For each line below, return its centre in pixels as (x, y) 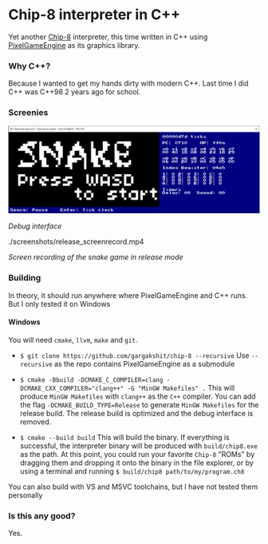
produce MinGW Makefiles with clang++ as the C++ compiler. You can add (138, 396)
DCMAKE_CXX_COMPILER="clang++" (72, 388)
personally (26, 495)
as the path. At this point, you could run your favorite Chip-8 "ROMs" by (137, 454)
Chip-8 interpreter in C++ (95, 15)
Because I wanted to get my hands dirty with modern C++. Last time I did (128, 83)
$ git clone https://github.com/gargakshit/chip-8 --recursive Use (134, 355)
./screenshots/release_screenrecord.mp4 (76, 242)
